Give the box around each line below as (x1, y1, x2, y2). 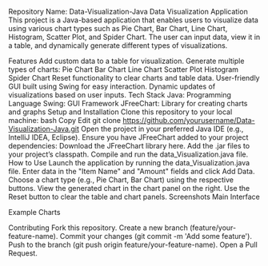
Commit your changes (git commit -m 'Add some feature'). (59, 232, 252, 240)
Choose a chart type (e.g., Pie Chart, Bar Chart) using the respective (8, 175, 234, 185)
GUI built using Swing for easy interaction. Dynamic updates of (8, 81, 216, 91)
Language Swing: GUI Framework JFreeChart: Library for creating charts (8, 99, 248, 108)
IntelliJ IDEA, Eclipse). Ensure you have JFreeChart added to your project (8, 133, 249, 142)
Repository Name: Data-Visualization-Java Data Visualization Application (8, 7, 248, 16)
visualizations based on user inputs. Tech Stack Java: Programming (8, 90, 232, 99)
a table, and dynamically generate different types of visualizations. (8, 41, 228, 50)
